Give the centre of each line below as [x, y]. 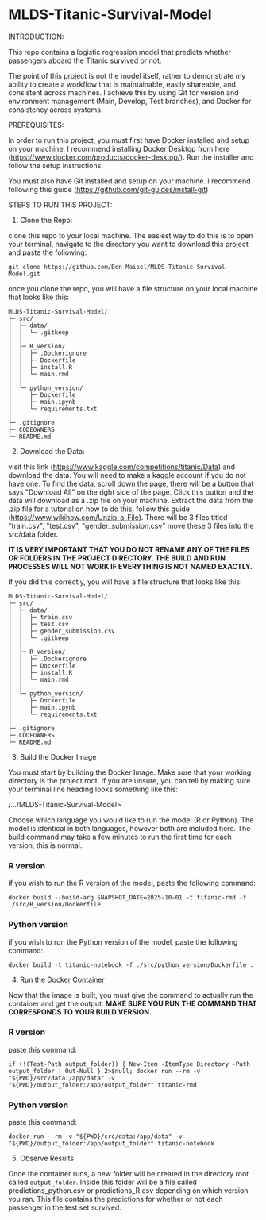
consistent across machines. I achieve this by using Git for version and [124, 92]
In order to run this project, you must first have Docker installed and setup [129, 140]
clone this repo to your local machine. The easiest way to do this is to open [131, 235]
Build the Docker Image [58, 756]
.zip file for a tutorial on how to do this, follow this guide [99, 509]
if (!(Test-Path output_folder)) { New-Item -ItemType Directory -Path [129, 1064]
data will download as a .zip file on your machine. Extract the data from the [131, 500]
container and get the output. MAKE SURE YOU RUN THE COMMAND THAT [133, 1003]
